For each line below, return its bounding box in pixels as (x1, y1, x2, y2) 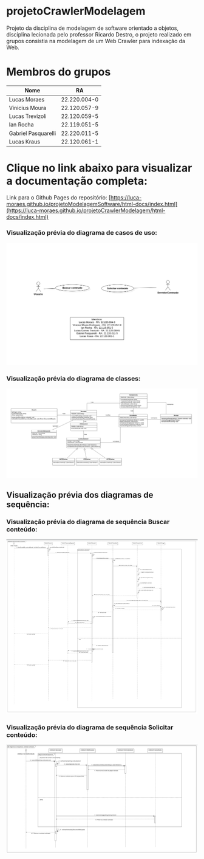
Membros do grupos (6, 65, 111, 79)
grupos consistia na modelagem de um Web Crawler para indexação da (6, 37, 186, 44)
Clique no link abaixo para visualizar (6, 161, 192, 174)
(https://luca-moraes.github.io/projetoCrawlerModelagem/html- (6, 207, 166, 214)
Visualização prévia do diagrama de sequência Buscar (6, 518, 170, 526)
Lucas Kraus (8, 138, 41, 145)
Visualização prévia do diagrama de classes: (6, 374, 141, 382)
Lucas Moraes (8, 95, 45, 103)
